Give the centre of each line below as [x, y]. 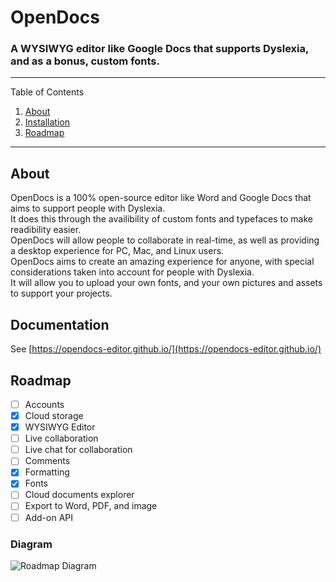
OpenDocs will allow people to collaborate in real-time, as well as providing [165, 240]
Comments [47, 461]
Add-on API [48, 517]
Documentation [60, 324]
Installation [47, 122]
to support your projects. [61, 293]
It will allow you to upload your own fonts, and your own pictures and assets [166, 283]
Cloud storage [54, 415]
